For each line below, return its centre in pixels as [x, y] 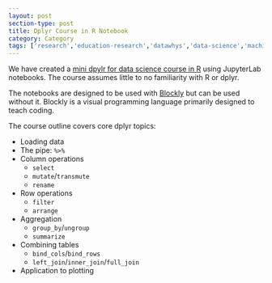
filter [43, 203]
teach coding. [32, 111]
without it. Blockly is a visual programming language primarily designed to [132, 102]
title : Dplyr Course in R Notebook [68, 31]
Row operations [46, 193]
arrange [45, 211]
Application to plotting [57, 271]
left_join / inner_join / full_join [86, 262]
